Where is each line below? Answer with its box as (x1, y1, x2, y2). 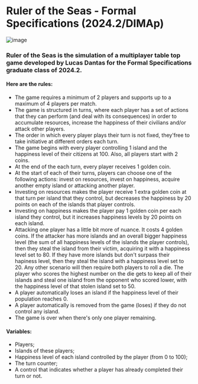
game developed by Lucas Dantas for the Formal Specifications (6, 58, 192, 66)
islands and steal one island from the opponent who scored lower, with (14, 277, 187, 284)
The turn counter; (14, 360, 58, 367)
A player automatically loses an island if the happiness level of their (14, 289, 179, 296)
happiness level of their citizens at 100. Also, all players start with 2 (14, 151, 178, 158)
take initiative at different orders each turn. (14, 138, 119, 145)
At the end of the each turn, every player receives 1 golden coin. (14, 163, 171, 170)
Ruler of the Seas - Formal (6, 4, 137, 18)
